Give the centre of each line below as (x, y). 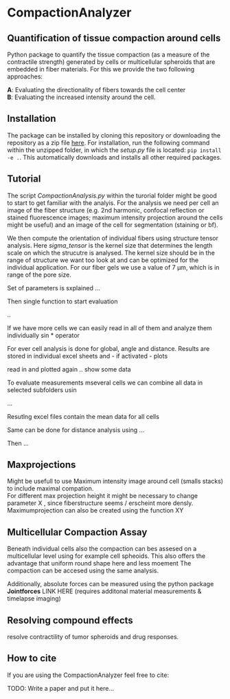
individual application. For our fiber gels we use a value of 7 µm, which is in (113, 267)
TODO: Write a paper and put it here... (61, 688)
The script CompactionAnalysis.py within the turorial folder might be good (112, 195)
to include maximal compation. (50, 488)
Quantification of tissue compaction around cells (114, 38)
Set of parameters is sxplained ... (54, 288)
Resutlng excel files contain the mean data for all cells (83, 416)
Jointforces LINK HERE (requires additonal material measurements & (104, 591)
